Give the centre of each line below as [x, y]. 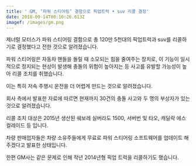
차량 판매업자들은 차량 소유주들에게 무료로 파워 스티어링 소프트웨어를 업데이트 [94, 138]
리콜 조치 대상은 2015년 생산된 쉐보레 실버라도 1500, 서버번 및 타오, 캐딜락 [91, 118]
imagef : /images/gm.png [35, 22]
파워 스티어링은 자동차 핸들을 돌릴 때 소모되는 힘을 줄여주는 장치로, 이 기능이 [93, 59]
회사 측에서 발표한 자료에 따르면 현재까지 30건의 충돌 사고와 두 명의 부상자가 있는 [98, 98]
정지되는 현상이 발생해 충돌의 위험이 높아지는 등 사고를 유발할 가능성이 [101, 66]
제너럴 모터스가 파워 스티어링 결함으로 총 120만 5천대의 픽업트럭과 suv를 [89, 40]
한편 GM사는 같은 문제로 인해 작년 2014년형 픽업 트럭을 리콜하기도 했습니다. [93, 157]
